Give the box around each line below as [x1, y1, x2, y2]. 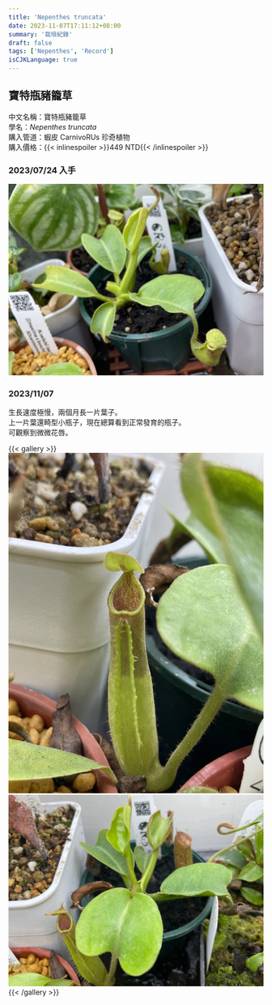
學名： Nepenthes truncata [8, 122, 97, 131]
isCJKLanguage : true [8, 56, 79, 64]
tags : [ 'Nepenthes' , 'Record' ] [8, 47, 114, 56]
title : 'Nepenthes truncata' [8, 13, 107, 21]
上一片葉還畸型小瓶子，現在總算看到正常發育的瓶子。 [8, 417, 186, 427]
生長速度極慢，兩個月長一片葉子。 [8, 408, 122, 417]
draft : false [8, 39, 53, 47]
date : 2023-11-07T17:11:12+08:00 [8, 21, 121, 30]
